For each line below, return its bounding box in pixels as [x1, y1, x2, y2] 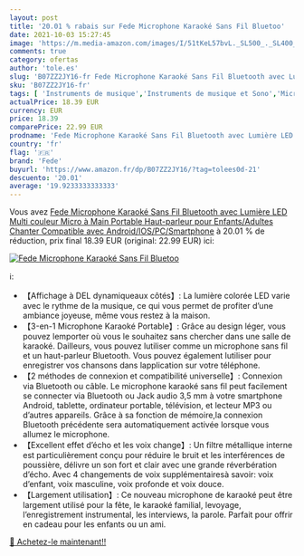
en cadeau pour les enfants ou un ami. [22, 519, 166, 530]
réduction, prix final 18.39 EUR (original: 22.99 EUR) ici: [9, 235, 215, 246]
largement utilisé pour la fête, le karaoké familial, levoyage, [22, 500, 242, 511]
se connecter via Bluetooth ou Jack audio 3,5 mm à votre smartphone [22, 390, 283, 401]
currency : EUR [9, 106, 63, 115]
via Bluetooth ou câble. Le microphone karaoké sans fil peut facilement [22, 381, 288, 392]
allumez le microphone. [22, 429, 110, 440]
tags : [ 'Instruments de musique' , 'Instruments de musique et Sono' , [9, 89, 278, 98]
